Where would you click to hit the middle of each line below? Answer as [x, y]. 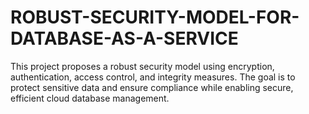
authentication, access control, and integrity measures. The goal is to [153, 77]
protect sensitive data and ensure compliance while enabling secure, [152, 87]
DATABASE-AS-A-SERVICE [124, 38]
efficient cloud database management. [90, 98]
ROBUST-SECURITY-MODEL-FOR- [155, 17]
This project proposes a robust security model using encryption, [142, 66]
